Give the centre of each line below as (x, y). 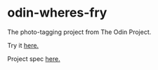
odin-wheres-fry (57, 13)
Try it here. (23, 45)
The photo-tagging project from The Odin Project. (79, 32)
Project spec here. (34, 59)
